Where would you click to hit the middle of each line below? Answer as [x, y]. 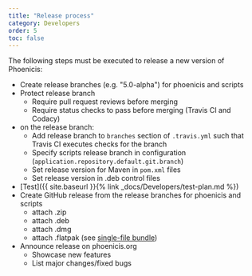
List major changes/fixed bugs [81, 263]
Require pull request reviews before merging [104, 102]
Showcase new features [71, 255]
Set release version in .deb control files [96, 178]
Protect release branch [57, 94]
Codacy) [46, 119]
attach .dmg [51, 230]
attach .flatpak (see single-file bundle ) [94, 238]
